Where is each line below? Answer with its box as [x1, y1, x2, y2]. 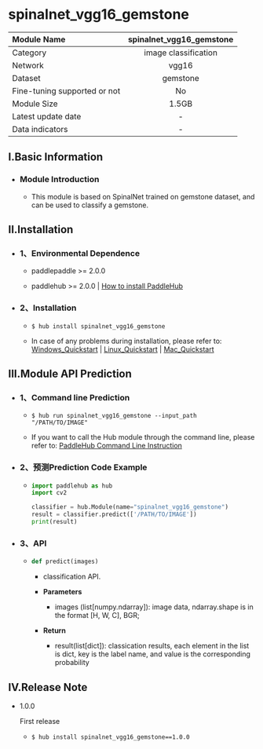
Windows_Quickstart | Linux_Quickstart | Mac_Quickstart [31, 344, 214, 354]
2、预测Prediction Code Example [19, 462, 148, 473]
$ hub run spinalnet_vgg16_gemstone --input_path [31, 412, 198, 420]
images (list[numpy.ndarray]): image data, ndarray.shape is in [54, 602, 254, 612]
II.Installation [8, 223, 74, 236]
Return [42, 626, 67, 635]
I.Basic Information [8, 151, 104, 164]
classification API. [42, 572, 101, 582]
